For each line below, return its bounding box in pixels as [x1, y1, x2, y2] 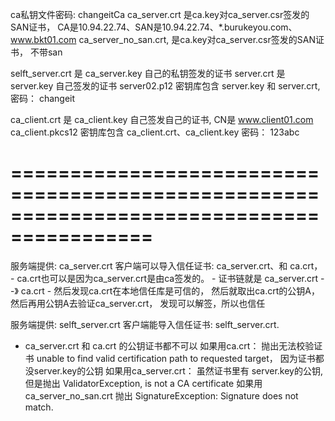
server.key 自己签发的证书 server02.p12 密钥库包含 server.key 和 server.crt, [10, 80, 321, 92]
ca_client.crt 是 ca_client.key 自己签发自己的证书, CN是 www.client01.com [10, 114, 314, 125]
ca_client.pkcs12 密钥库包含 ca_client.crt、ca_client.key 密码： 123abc [10, 126, 300, 138]
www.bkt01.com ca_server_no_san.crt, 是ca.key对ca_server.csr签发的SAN [10, 34, 316, 45]
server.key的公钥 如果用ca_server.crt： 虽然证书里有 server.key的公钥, [33, 364, 324, 377]
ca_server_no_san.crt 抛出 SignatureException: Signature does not [24, 389, 299, 402]
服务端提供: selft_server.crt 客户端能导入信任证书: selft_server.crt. [10, 318, 280, 330]
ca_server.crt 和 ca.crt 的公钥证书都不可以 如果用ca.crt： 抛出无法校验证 [24, 339, 323, 352]
